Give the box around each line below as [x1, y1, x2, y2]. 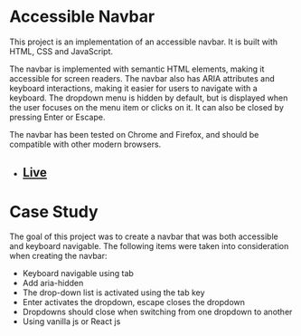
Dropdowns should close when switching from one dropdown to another [22, 306, 293, 318]
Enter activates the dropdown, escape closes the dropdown [22, 297, 246, 308]
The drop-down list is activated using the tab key [22, 287, 205, 298]
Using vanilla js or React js [22, 316, 121, 327]
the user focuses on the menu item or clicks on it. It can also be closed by [9, 101, 285, 112]
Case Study [9, 201, 99, 222]
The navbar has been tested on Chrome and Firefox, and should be [9, 129, 259, 139]
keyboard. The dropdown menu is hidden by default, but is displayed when [9, 92, 288, 103]
